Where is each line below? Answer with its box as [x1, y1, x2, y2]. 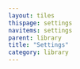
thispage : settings [8, 19, 73, 27]
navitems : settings [8, 26, 73, 34]
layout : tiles [8, 11, 55, 20]
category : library [8, 48, 69, 56]
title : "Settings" [8, 41, 69, 49]
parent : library [8, 33, 62, 42]
